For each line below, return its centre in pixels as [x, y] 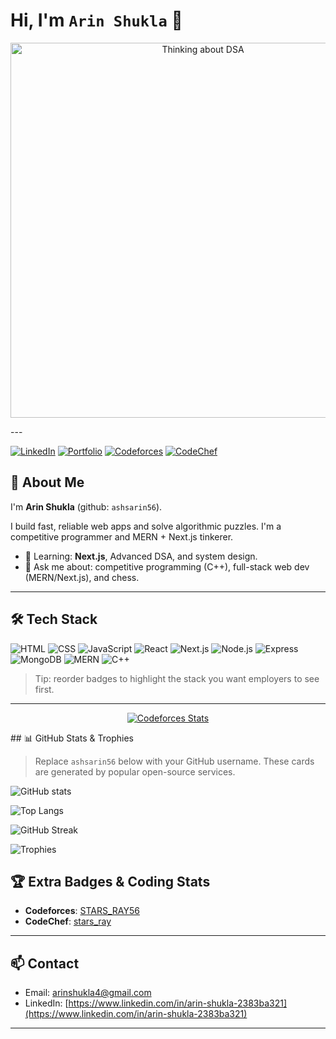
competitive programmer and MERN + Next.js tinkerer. [122, 536]
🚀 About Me [47, 482]
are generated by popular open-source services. [135, 771]
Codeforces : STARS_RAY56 [82, 911]
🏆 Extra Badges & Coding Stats [110, 881]
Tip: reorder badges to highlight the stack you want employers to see [177, 678]
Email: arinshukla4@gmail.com [88, 993]
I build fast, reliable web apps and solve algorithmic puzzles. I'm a [146, 526]
